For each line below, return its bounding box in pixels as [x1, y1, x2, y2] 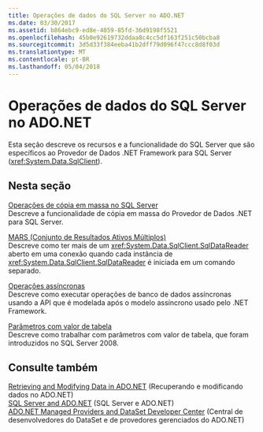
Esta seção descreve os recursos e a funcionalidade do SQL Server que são [8, 140, 255, 149]
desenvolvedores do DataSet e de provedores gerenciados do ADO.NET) [8, 415, 245, 425]
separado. [8, 266, 42, 275]
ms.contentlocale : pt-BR [8, 56, 90, 64]
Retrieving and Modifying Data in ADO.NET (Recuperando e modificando [8, 382, 243, 391]
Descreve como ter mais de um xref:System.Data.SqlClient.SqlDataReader [8, 240, 250, 250]
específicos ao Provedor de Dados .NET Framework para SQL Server [8, 147, 232, 158]
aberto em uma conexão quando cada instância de [8, 249, 173, 259]
